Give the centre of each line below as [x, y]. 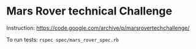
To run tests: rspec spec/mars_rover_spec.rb [63, 39]
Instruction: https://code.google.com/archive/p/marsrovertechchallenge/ [98, 28]
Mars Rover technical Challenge [89, 11]
